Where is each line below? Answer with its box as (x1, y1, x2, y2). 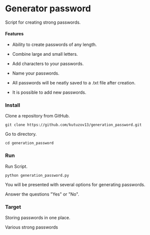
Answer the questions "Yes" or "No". (5, 191, 80, 197)
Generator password (5, 3, 91, 14)
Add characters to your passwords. (12, 61, 84, 67)
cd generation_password (5, 141, 54, 146)
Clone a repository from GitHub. (5, 113, 70, 119)
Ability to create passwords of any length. (12, 41, 97, 47)
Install (5, 102, 21, 109)
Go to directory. (5, 131, 37, 137)
